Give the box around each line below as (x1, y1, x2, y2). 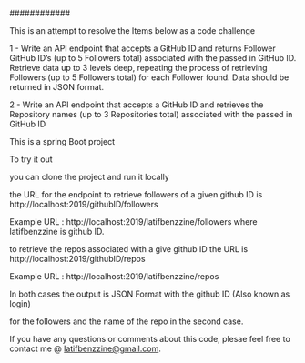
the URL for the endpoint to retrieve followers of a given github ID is (9, 189, 263, 199)
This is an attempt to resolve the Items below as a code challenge (9, 25, 256, 35)
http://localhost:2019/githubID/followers (9, 199, 158, 209)
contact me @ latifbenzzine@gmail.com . (9, 343, 161, 354)
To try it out (9, 154, 53, 165)
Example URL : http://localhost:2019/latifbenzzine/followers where (9, 217, 258, 227)
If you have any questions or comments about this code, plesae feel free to (9, 334, 291, 344)
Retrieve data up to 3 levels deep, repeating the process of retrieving (9, 63, 268, 73)
